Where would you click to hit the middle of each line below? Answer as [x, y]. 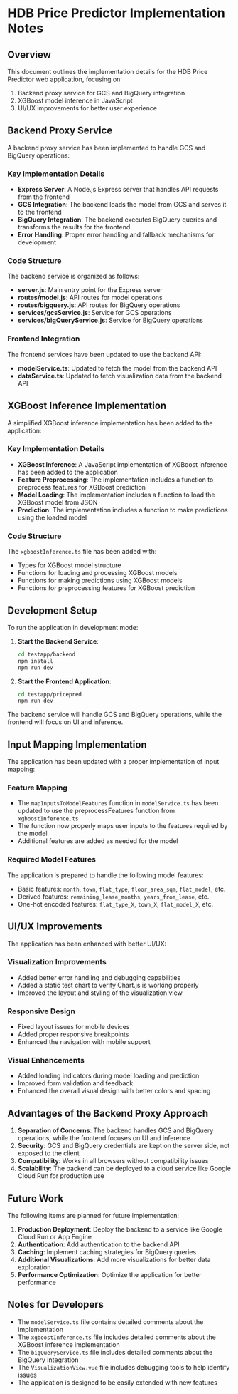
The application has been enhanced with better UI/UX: [87, 944]
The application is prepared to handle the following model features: [106, 875]
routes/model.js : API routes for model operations [90, 298]
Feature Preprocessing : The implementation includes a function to [115, 480]
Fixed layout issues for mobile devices [74, 1027]
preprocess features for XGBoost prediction [81, 487]
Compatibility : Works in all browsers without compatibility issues [113, 1161]
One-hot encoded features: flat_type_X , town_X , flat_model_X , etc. [115, 904]
